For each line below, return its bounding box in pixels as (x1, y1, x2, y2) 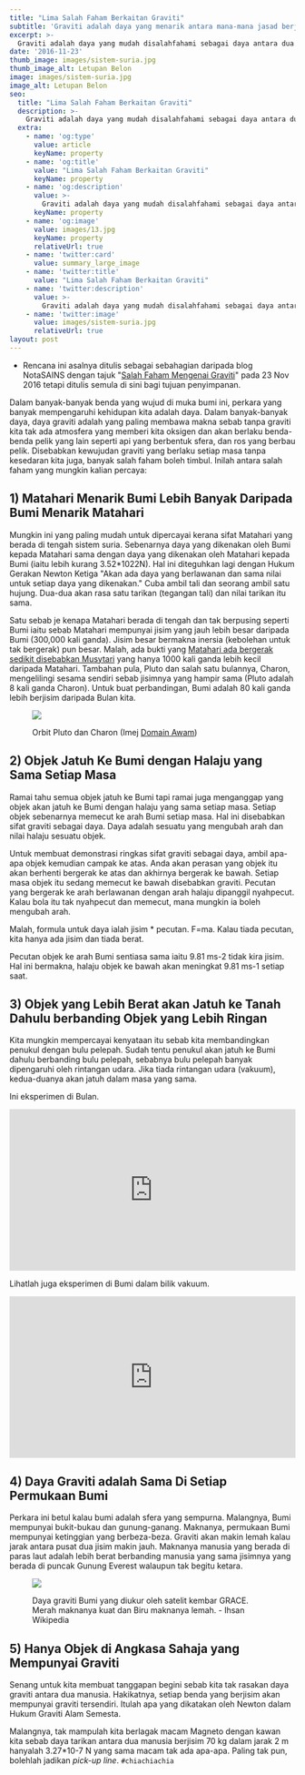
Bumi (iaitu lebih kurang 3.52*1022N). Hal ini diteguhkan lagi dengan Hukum (9, 558, 295, 569)
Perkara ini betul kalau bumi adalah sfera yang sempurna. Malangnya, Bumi (9, 1512, 291, 1523)
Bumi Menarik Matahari (9, 505, 144, 521)
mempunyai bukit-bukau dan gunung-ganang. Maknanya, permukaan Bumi (9, 1522, 290, 1533)
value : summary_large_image (33, 259, 141, 269)
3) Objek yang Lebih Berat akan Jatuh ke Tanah (9, 996, 281, 1011)
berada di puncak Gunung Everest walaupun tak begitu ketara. (9, 1560, 243, 1571)
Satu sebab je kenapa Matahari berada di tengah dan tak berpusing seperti (9, 614, 290, 625)
